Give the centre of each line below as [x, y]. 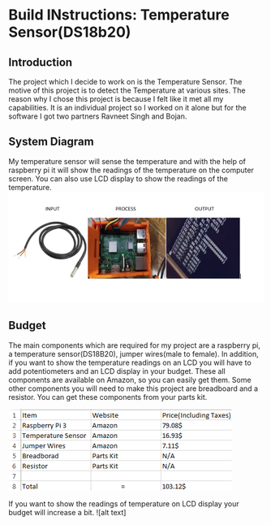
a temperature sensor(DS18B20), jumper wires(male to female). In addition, [133, 354]
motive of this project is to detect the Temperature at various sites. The [127, 90]
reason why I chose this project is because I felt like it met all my [116, 99]
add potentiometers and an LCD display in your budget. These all [117, 371]
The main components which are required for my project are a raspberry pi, [135, 345]
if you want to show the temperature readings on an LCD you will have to [130, 362]
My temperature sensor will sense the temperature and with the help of [127, 161]
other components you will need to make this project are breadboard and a [133, 388]
